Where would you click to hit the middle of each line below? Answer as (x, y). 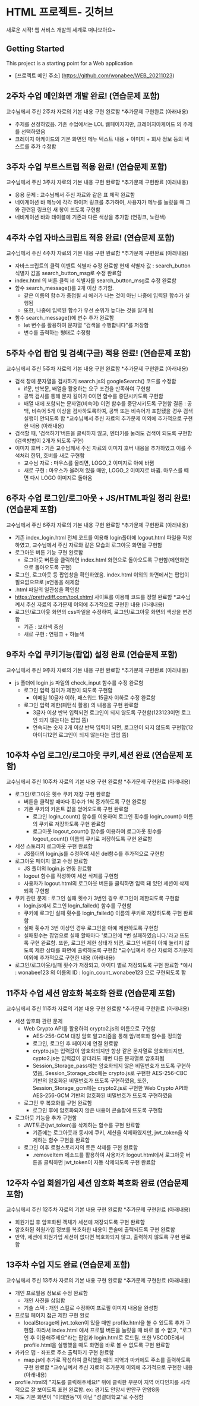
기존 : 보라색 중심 (43, 626)
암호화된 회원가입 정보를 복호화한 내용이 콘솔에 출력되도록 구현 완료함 (95, 1230)
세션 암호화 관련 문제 (39, 1021)
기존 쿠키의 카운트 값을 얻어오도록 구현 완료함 (76, 809)
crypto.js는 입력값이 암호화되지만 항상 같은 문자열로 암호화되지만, (108, 1051)
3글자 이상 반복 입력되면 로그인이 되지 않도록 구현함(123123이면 (106, 712)
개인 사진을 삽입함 (44, 1300)
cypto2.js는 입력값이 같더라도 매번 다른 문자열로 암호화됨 (98, 1058)
